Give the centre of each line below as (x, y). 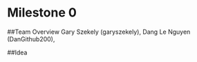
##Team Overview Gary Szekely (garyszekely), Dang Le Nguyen (99, 32)
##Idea (17, 52)
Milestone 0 (42, 13)
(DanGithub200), (31, 39)
